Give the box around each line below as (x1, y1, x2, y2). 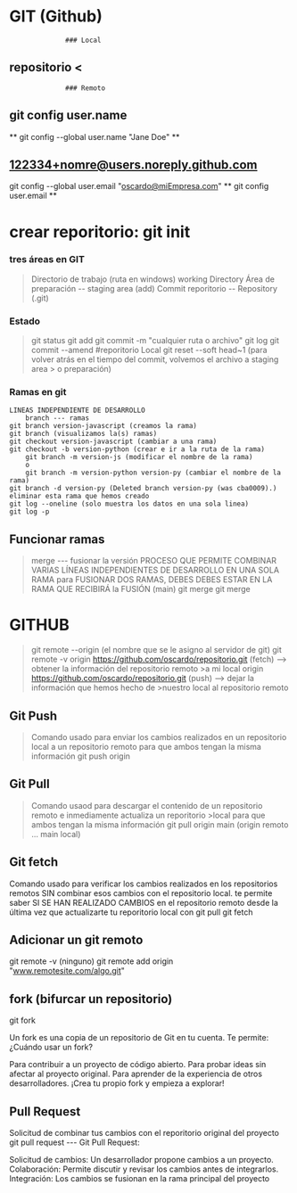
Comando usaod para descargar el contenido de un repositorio (30, 800, 263, 810)
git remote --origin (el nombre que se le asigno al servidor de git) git (30, 645, 283, 655)
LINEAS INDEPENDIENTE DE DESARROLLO (9, 406, 145, 415)
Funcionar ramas (9, 531, 105, 547)
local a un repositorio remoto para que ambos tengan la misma (30, 742, 261, 753)
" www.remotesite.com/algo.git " (9, 966, 125, 976)
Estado (9, 315, 41, 327)
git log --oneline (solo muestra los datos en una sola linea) (9, 499, 250, 509)
